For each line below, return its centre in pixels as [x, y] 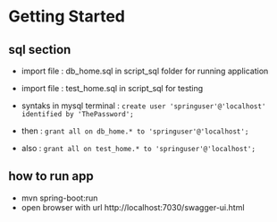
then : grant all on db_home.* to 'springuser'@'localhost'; [135, 131]
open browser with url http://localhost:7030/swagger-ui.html [133, 207]
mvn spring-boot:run [59, 198]
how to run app [51, 176]
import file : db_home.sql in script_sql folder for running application [145, 71]
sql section [40, 50]
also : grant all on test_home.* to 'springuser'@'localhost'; [138, 148]
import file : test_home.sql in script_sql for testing [112, 88]
